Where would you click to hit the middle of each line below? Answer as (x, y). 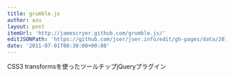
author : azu (24, 20)
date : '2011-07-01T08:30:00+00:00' (59, 46)
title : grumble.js (34, 14)
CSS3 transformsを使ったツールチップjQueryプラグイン (87, 66)
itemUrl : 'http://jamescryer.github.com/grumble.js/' (87, 33)
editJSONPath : (28, 40)
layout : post (26, 26)
